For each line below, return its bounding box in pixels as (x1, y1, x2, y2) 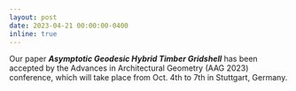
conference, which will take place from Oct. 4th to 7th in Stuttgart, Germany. (9, 72, 288, 83)
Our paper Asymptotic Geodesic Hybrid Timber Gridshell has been (9, 54, 259, 64)
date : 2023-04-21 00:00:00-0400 (9, 21, 129, 30)
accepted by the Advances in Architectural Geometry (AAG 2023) (9, 63, 249, 73)
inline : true (9, 29, 58, 38)
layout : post (9, 12, 58, 22)
